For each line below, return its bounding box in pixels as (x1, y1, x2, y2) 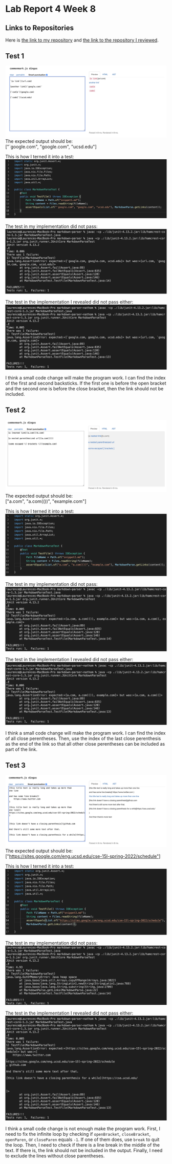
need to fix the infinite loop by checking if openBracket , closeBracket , (5, 1131, 151, 1137)
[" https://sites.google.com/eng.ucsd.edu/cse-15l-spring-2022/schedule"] (5, 853, 161, 859)
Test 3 (5, 761, 26, 770)
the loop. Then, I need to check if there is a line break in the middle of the (5, 1141, 160, 1148)
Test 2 (5, 406, 26, 415)
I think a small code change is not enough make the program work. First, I (5, 1125, 160, 1132)
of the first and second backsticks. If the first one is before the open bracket (5, 380, 166, 387)
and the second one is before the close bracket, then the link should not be (5, 386, 164, 392)
